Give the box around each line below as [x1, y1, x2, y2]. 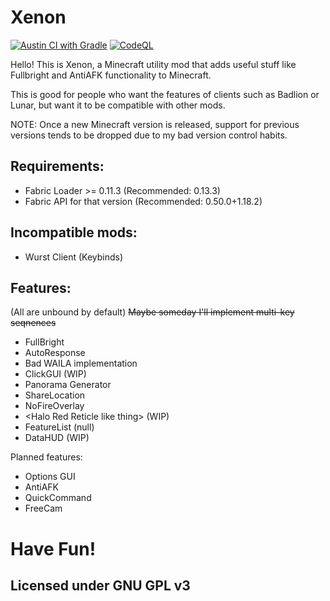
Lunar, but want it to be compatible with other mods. [10, 99, 226, 111]
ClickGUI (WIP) [24, 368, 87, 380]
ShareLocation [24, 389, 86, 401]
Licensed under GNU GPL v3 [10, 577, 191, 594]
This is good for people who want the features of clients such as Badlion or [10, 88, 320, 100]
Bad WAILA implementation [24, 357, 138, 370]
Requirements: [10, 158, 105, 175]
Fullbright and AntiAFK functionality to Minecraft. [10, 69, 212, 81]
